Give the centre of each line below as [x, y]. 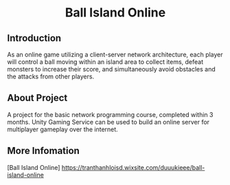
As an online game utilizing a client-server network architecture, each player [115, 54]
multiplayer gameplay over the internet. [62, 129]
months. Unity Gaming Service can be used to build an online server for [108, 122]
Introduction [34, 38]
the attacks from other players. [51, 76]
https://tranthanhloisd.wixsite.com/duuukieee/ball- [133, 167]
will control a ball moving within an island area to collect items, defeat [105, 62]
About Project [37, 98]
